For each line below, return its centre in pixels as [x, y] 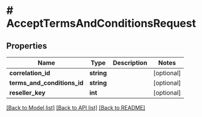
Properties [27, 46]
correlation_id [30, 73]
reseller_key [27, 93]
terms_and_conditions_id [46, 83]
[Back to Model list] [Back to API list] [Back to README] [76, 108]
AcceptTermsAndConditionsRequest [101, 23]
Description [130, 63]
